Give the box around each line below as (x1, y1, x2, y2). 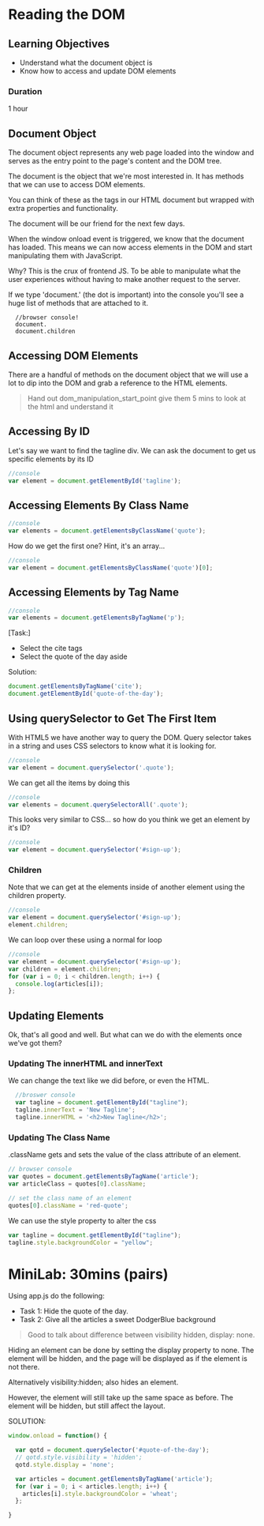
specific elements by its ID (8, 454, 95, 464)
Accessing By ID (8, 425, 91, 438)
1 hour (8, 104, 28, 114)
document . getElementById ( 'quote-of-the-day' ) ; (8, 690, 164, 698)
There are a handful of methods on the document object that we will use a (8, 370, 249, 379)
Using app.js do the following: (8, 1291, 105, 1301)
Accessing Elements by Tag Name (8, 586, 180, 599)
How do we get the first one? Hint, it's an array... (8, 541, 165, 551)
